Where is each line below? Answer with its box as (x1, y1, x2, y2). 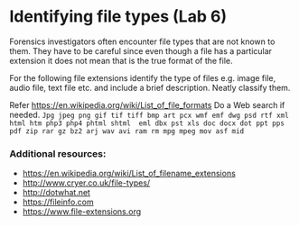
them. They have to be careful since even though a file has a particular (9, 45, 273, 56)
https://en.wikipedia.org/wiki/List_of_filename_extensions (22, 168, 237, 179)
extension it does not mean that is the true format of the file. (9, 55, 233, 66)
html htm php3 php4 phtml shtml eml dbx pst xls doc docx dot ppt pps (9, 119, 285, 128)
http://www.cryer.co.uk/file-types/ (22, 177, 151, 188)
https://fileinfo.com (22, 196, 94, 208)
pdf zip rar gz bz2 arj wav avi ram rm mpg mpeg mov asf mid (9, 126, 245, 136)
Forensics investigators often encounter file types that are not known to (9, 36, 276, 47)
